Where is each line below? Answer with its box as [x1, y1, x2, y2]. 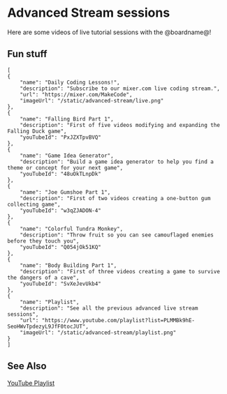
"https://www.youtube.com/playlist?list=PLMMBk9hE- [41, 317, 196, 324]
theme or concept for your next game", [7, 164, 124, 172]
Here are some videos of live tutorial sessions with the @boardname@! [7, 28, 212, 36]
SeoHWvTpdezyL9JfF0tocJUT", [7, 323, 89, 330]
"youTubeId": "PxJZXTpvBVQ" [20, 134, 101, 141]
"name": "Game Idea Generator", [20, 152, 114, 159]
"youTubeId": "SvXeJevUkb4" [20, 280, 101, 287]
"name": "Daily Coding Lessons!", [20, 79, 120, 86]
